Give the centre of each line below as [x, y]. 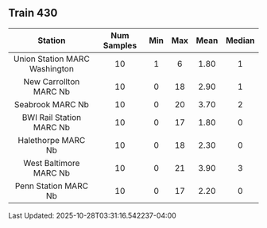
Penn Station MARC [52, 186]
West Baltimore [52, 163]
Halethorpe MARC [52, 140]
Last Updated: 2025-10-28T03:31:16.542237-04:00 [92, 215]
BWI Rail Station [52, 117]
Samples [120, 45]
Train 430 [33, 13]
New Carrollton [52, 81]
